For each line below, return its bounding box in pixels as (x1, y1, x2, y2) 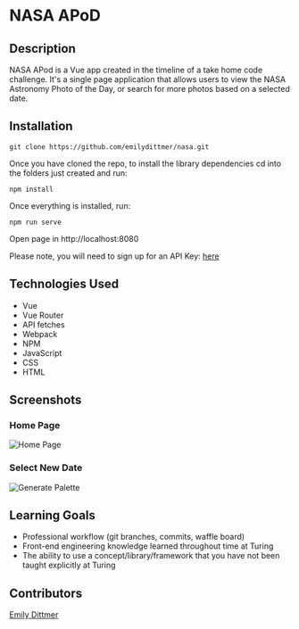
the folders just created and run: (9, 167, 128, 178)
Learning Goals (9, 508, 96, 523)
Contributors (9, 585, 83, 600)
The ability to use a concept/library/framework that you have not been (21, 550, 280, 561)
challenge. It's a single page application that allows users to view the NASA (9, 74, 287, 85)
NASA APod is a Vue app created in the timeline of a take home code (9, 64, 263, 75)
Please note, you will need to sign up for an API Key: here (9, 251, 220, 261)
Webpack (21, 328, 58, 339)
